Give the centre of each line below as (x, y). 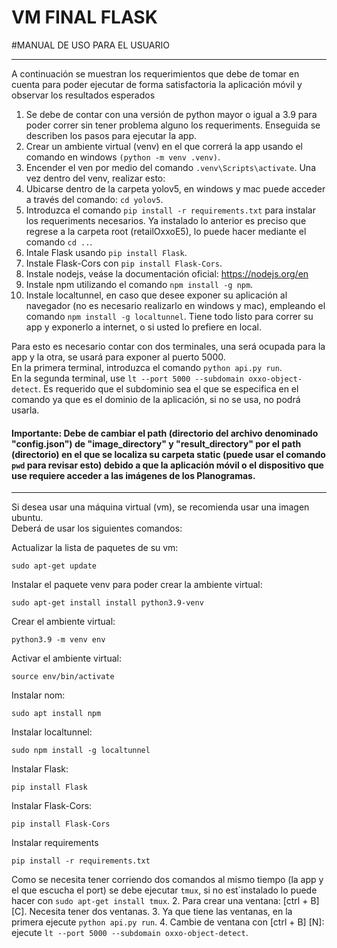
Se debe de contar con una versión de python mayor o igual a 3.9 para (171, 114)
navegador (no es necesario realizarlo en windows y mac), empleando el (175, 305)
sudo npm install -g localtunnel (81, 751)
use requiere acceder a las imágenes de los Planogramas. (133, 475)
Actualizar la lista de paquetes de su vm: (95, 548)
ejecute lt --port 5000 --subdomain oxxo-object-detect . (130, 933)
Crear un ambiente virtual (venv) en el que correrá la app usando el (164, 146)
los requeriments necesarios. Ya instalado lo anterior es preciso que (166, 220)
